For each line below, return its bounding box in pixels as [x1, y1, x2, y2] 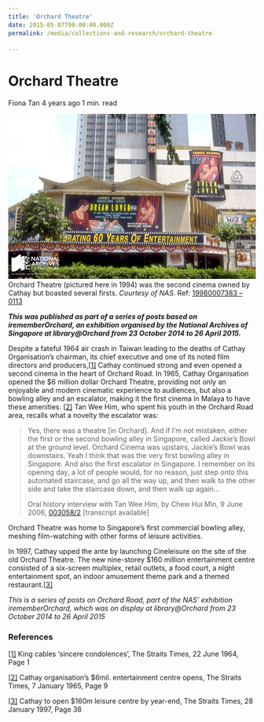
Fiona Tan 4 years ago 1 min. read [8, 98, 118, 108]
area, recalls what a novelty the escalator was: [8, 411, 159, 420]
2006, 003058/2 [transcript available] [27, 508, 150, 518]
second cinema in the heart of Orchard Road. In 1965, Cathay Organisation [8, 369, 249, 379]
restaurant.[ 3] [8, 580, 53, 589]
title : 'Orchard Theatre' [8, 13, 93, 20]
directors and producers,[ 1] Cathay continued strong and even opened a [8, 361, 242, 370]
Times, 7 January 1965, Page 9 [8, 681, 108, 691]
